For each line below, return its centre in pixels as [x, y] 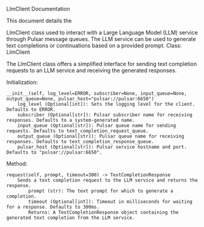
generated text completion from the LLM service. [71, 218]
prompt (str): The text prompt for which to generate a [101, 191]
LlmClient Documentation [38, 9]
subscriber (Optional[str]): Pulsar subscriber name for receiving [105, 115]
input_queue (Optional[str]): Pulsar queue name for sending [97, 125]
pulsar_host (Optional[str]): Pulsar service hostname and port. [102, 147]
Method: [17, 164]
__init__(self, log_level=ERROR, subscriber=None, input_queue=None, [97, 94]
